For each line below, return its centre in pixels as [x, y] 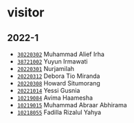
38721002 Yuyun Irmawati [52, 61]
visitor [26, 13]
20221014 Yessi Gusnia [48, 91]
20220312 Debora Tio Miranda [58, 76]
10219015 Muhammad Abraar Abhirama [72, 105]
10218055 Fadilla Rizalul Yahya [59, 112]
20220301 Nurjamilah [45, 69]
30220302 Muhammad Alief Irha [61, 54]
